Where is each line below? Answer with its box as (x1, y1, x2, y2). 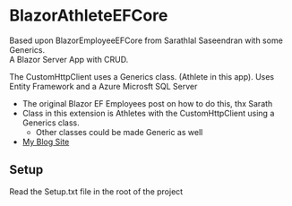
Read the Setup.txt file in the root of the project (9, 185, 184, 197)
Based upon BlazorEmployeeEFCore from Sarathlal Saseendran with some (9, 35, 284, 46)
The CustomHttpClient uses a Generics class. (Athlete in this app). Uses (9, 71, 275, 82)
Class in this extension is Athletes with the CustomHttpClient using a (21, 107, 275, 118)
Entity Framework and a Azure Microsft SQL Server (9, 81, 198, 91)
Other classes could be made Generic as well (35, 126, 203, 137)
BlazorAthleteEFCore (9, 5, 168, 26)
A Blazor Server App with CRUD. (9, 54, 129, 64)
